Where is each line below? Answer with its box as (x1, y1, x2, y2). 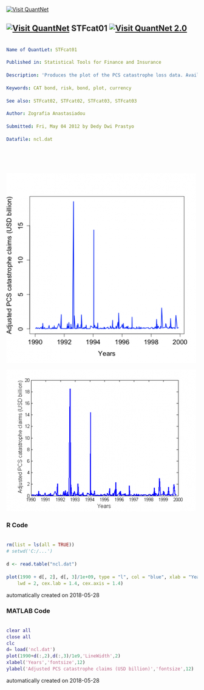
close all (6, 634, 32, 640)
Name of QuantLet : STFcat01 (6, 46, 78, 53)
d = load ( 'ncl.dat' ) (6, 647, 56, 653)
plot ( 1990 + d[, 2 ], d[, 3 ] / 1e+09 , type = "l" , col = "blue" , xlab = (6, 574, 186, 580)
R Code (6, 521, 29, 530)
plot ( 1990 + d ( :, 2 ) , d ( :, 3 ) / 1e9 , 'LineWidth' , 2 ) (6, 653, 121, 659)
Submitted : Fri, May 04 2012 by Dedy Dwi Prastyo (6, 123, 135, 130)
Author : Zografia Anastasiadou (6, 111, 86, 117)
